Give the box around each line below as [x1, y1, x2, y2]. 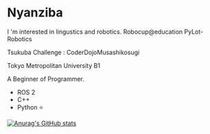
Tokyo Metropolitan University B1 [7, 61, 101, 69]
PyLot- [184, 27, 204, 36]
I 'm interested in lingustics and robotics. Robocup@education [7, 27, 183, 36]
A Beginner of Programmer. [7, 74, 84, 83]
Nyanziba [7, 5, 63, 21]
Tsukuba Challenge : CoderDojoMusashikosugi [7, 48, 140, 56]
